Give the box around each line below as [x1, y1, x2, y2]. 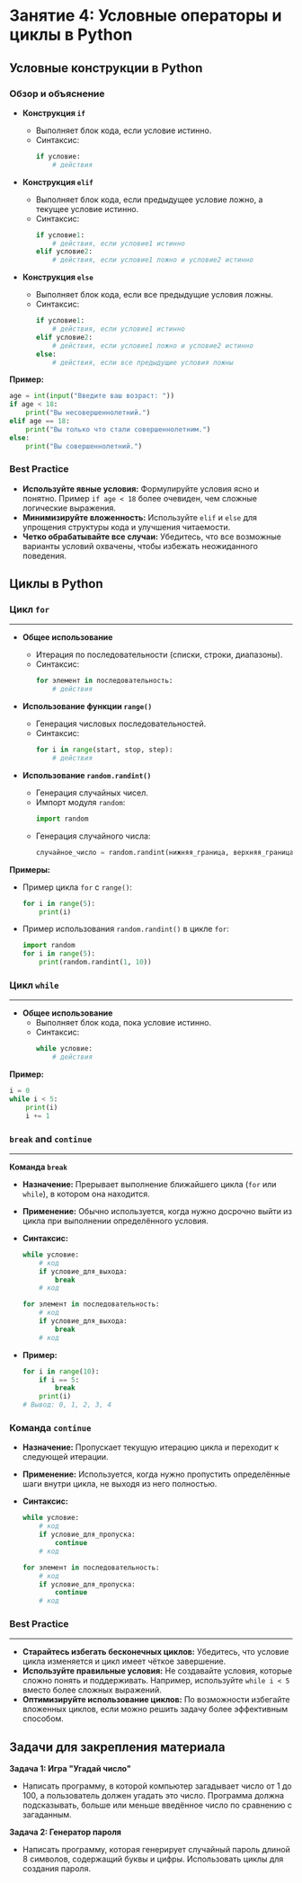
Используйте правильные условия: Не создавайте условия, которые [22, 1665, 293, 1676]
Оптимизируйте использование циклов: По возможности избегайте [22, 1694, 290, 1705]
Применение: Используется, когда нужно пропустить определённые [22, 1469, 290, 1479]
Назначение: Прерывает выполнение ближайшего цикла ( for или [22, 1178, 277, 1189]
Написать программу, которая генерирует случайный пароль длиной [22, 1844, 290, 1855]
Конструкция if [22, 107, 85, 118]
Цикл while [9, 979, 59, 991]
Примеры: [9, 864, 51, 875]
